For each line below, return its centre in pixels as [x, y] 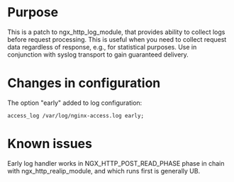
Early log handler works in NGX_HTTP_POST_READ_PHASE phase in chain [116, 163]
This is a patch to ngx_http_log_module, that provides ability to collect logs [116, 32]
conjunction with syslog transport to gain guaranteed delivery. [98, 55]
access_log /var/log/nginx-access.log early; [76, 115]
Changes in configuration [84, 83]
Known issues [50, 144]
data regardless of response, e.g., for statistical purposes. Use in [102, 47]
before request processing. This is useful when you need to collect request [117, 39]
